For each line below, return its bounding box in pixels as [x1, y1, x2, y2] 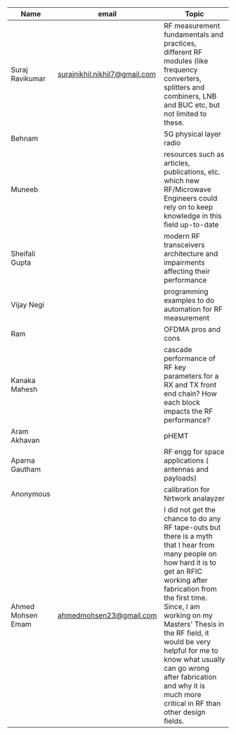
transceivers [164, 240, 205, 249]
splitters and [164, 82, 205, 92]
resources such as [164, 149, 225, 159]
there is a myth [164, 532, 213, 541]
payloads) [164, 473, 197, 483]
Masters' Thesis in [164, 620, 225, 629]
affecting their [164, 267, 211, 276]
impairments [164, 258, 205, 267]
